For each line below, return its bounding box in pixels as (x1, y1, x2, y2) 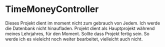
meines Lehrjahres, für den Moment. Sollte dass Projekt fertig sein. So (5, 30, 150, 36)
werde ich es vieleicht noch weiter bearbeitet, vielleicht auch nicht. (5, 36, 143, 42)
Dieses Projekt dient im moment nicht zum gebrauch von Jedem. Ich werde (5, 20, 160, 26)
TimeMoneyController (5, 3, 99, 15)
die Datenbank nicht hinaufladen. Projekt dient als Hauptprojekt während (5, 25, 155, 31)
